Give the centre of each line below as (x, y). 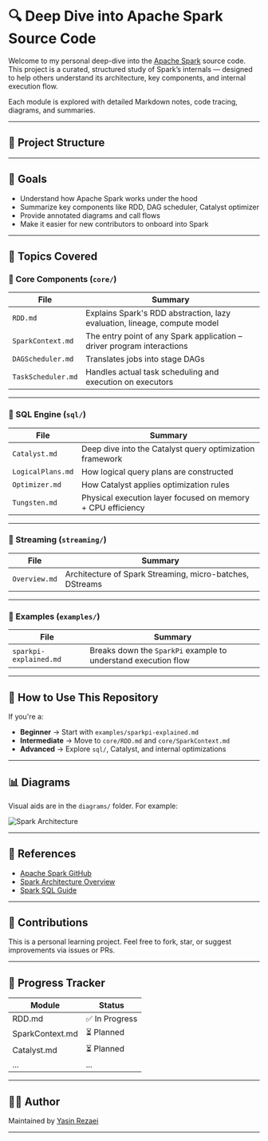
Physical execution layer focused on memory (165, 497)
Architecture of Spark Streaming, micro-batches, (157, 574)
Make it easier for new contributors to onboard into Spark (114, 224)
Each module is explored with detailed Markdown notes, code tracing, (123, 101)
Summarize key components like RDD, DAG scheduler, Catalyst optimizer (140, 207)
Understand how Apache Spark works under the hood (108, 198)
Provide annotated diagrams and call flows (90, 215)
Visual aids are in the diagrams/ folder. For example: (93, 806)
